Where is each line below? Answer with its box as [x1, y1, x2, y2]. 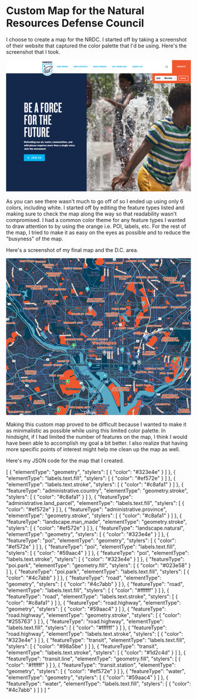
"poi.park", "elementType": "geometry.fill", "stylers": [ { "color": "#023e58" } [6, 562, 191, 569]
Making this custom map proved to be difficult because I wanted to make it [6, 421, 186, 428]
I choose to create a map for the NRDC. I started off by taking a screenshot [6, 36, 187, 43]
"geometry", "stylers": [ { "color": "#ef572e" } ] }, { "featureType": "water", [6, 668, 186, 675]
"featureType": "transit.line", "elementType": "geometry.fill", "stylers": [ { [6, 655, 181, 663]
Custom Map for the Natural [6, 4, 145, 18]
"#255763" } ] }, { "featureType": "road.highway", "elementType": [6, 618, 164, 625]
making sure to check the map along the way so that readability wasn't [6, 210, 177, 217]
